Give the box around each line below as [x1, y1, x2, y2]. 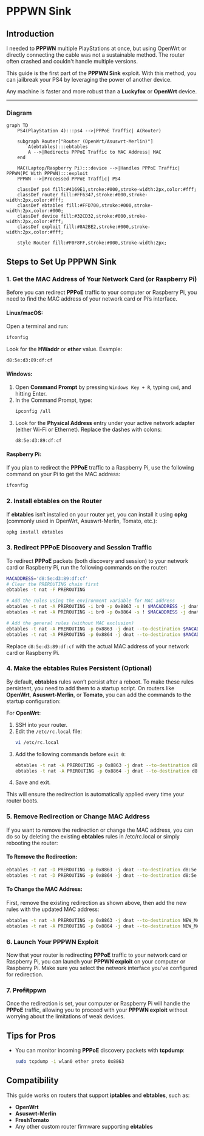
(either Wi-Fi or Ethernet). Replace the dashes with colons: [15, 426, 162, 434]
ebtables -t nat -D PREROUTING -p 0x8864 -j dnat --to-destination [6, 872, 181, 879]
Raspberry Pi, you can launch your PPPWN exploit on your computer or [6, 957, 186, 965]
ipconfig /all [15, 409, 51, 415]
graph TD [6, 123, 29, 129]
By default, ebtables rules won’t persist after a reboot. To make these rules [6, 678, 194, 685]
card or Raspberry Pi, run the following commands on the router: [6, 563, 168, 571]
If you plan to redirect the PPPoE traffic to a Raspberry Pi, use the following [6, 464, 194, 471]
